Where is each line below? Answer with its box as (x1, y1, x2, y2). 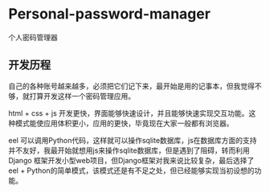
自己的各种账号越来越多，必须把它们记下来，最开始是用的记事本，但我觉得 (8, 81, 255, 91)
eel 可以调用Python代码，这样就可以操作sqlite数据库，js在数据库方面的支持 (8, 135, 257, 145)
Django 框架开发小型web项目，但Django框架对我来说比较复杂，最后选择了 (8, 155, 255, 165)
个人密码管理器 (8, 32, 58, 42)
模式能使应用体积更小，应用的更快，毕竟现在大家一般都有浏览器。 (14, 118, 234, 128)
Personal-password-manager (8, 5, 211, 23)
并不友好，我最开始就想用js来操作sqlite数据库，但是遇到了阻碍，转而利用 (8, 146, 251, 155)
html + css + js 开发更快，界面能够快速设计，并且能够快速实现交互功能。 (8, 108, 249, 117)
